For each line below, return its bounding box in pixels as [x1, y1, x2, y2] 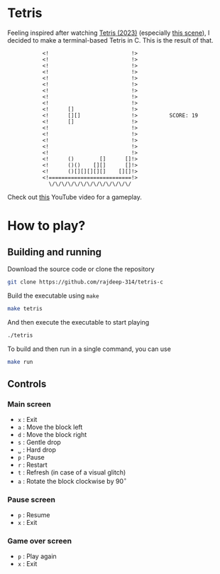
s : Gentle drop [17, 438, 62, 447]
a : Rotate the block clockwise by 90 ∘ [17, 476, 127, 485]
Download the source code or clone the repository [7, 264, 155, 273]
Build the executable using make [7, 291, 99, 300]
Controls [7, 378, 47, 390]
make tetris [7, 305, 43, 312]
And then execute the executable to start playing [7, 318, 150, 326]
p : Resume [17, 511, 50, 519]
